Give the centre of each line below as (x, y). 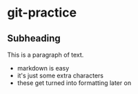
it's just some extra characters (60, 75)
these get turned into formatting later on (74, 83)
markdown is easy (43, 68)
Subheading (34, 38)
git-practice (42, 13)
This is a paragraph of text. (46, 55)
